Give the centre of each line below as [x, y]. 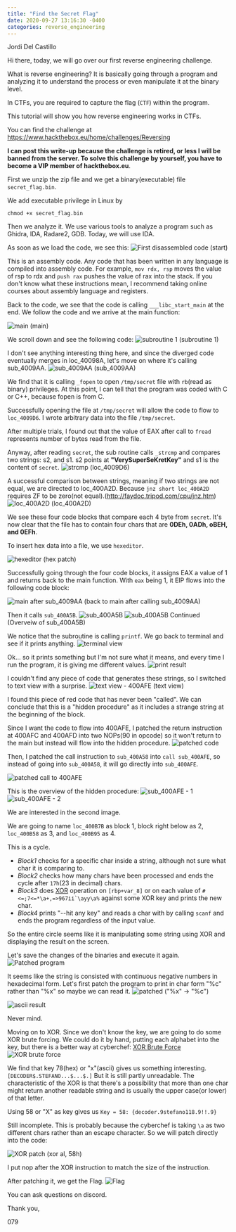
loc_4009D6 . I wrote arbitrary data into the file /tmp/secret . [91, 418]
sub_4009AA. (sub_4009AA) [72, 368]
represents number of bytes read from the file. [74, 439]
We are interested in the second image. [64, 812]
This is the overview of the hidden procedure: [73, 791]
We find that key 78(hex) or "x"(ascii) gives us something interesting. [107, 1068]
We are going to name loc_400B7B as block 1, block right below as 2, [105, 826]
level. [15, 89]
